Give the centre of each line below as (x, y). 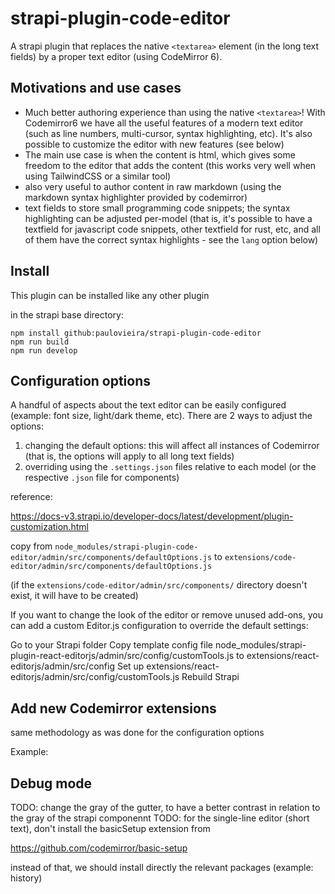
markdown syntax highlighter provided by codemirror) (136, 197)
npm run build (40, 342)
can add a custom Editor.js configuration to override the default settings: (159, 626)
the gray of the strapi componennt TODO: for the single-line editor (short (160, 818)
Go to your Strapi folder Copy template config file (111, 645)
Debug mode (51, 783)
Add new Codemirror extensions (113, 708)
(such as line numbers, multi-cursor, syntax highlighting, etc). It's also (168, 133)
